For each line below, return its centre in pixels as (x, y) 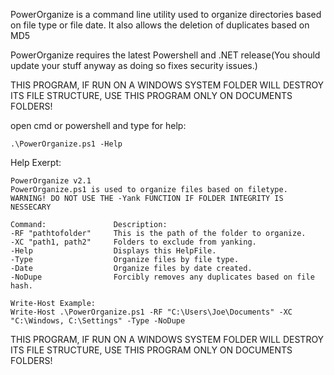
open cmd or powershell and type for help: (98, 125)
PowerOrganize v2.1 (51, 181)
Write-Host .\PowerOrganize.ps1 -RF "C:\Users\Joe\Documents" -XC (151, 312)
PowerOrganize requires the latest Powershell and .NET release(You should (165, 55)
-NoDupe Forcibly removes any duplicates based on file (162, 277)
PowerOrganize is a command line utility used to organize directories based (166, 14)
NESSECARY (31, 207)
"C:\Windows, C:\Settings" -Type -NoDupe (98, 321)
